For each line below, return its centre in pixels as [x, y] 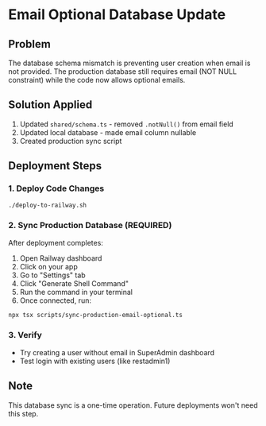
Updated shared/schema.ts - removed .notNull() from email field [127, 124]
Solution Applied [50, 105]
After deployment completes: [56, 242]
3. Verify [25, 335]
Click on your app [48, 266]
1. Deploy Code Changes [56, 188]
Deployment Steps [55, 166]
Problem [30, 44]
